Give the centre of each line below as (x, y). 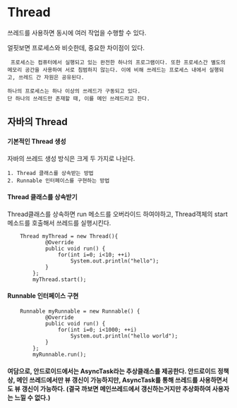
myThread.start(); (60, 280)
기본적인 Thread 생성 (37, 141)
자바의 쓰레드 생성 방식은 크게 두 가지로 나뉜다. (71, 158)
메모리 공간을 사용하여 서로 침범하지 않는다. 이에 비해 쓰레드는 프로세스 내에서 (107, 70)
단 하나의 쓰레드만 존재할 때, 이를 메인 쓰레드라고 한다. (79, 98)
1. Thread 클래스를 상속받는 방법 (50, 173)
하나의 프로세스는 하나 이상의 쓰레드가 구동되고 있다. (74, 91)
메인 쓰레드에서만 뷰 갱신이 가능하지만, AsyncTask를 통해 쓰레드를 (107, 380)
